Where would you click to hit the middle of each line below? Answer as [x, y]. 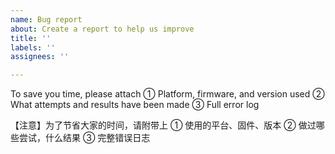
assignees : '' [40, 57]
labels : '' [33, 47]
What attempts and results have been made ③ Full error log [135, 105]
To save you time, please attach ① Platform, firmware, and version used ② [167, 94]
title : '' [31, 38]
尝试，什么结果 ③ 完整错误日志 [84, 138]
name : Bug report [46, 19]
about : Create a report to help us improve [102, 29]
